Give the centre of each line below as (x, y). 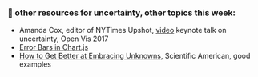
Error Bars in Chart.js (54, 47)
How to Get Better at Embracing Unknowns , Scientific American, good (135, 56)
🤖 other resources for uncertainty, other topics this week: (121, 13)
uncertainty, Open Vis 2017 (64, 38)
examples (35, 64)
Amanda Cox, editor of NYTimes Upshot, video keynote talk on (123, 30)
